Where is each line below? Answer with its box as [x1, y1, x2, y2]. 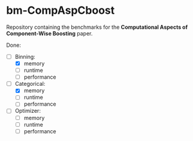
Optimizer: [14, 107, 41, 115]
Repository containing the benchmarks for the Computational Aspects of [6, 23, 188, 31]
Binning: [14, 53, 36, 60]
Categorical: [14, 80, 46, 88]
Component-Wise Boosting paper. [6, 29, 93, 37]
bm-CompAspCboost [6, 4, 115, 17]
